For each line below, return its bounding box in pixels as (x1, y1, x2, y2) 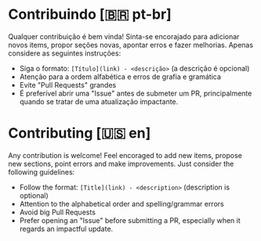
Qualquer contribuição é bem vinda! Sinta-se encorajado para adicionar (8, 31, 240, 41)
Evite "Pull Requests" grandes (19, 80, 117, 89)
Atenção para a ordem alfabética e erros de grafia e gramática (19, 72, 222, 81)
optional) (19, 190, 49, 200)
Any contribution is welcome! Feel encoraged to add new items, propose (8, 150, 243, 160)
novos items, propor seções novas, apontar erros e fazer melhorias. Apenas (8, 40, 253, 49)
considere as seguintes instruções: (8, 49, 121, 58)
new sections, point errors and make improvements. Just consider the (8, 159, 234, 168)
